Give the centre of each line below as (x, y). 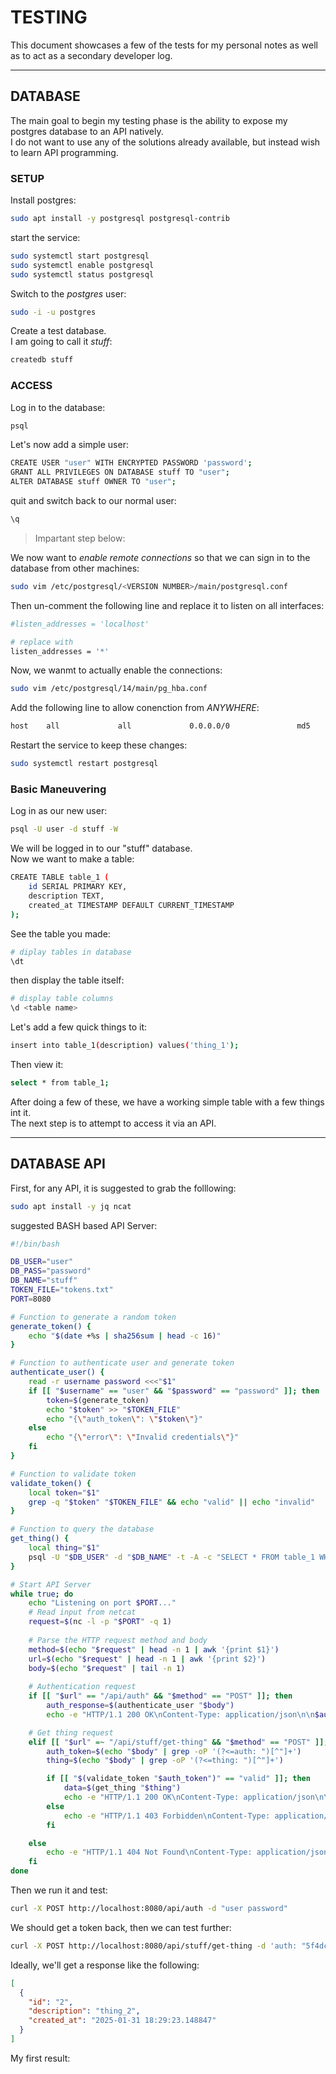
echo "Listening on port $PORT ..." (102, 1603)
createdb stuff (42, 360)
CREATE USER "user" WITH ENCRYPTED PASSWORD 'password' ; (131, 463)
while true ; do (42, 1594)
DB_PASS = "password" (51, 1271)
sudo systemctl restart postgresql (84, 764)
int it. (21, 1112)
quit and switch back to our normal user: (93, 501)
